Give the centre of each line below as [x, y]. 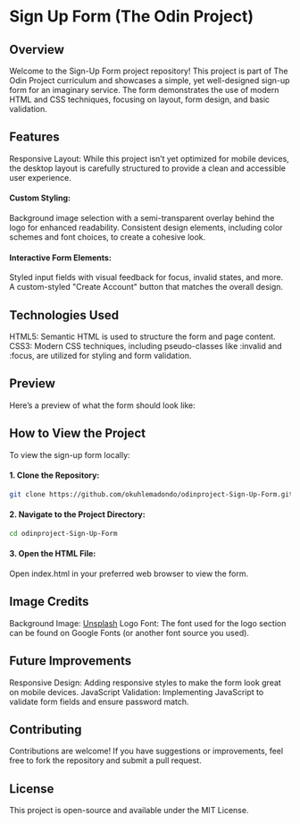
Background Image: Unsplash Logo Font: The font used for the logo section [148, 623]
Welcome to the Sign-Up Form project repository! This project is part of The [149, 71]
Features [34, 137]
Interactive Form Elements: [60, 258]
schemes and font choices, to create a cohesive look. [108, 237]
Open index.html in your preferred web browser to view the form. [129, 573]
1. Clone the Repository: [54, 475]
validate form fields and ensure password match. [99, 701]
